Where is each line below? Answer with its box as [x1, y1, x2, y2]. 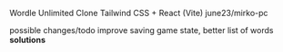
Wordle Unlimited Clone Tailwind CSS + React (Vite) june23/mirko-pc [9, 8, 268, 18]
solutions [9, 35, 45, 45]
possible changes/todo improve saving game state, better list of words [9, 25, 274, 35]
